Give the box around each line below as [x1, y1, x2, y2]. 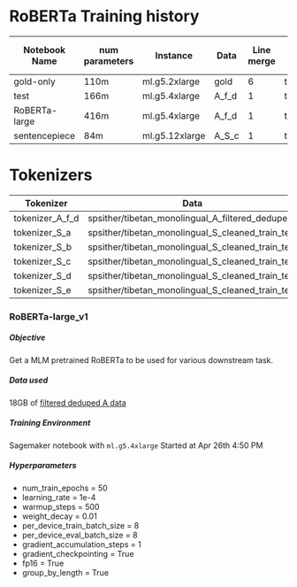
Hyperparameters [9, 460, 77, 471]
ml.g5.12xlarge [141, 129, 206, 142]
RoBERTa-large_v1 [9, 310, 88, 322]
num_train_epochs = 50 [21, 483, 108, 493]
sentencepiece [13, 129, 76, 142]
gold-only [13, 75, 56, 88]
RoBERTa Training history [9, 6, 200, 27]
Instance [155, 49, 193, 61]
